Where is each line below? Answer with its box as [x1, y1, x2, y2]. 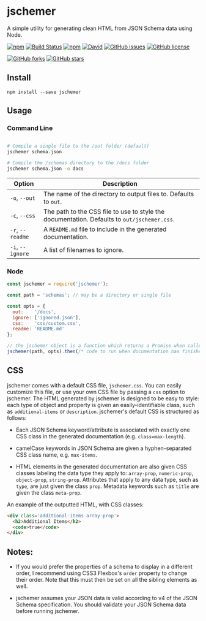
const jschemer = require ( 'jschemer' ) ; [7, 281, 109, 288]
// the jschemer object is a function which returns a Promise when [7, 343, 185, 349]
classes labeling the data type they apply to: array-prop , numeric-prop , [15, 469, 194, 476]
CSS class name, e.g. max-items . [15, 451, 97, 458]
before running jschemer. [15, 608, 80, 615]
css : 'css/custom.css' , [12, 320, 81, 326]
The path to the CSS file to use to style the [43, 207, 164, 216]
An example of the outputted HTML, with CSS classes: [7, 501, 144, 508]
